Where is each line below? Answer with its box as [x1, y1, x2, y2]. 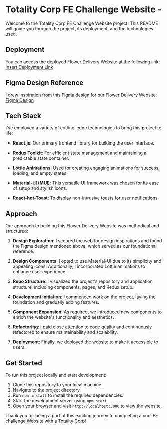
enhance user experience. [12, 269, 67, 275]
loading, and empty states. [12, 170, 68, 176]
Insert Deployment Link [5, 64, 54, 70]
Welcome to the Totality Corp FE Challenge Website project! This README [5, 20, 159, 26]
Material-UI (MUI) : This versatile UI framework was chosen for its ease [12, 180, 159, 186]
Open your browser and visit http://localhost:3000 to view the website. [12, 403, 162, 409]
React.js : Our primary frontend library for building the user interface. [12, 140, 154, 146]
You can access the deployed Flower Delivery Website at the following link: [5, 59, 160, 65]
